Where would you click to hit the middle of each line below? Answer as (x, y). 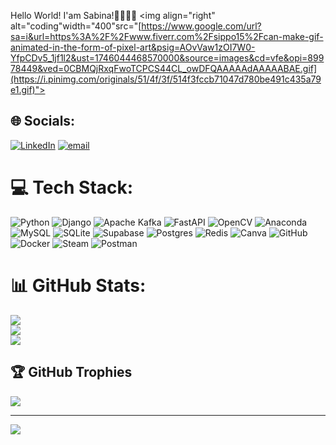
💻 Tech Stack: (72, 187)
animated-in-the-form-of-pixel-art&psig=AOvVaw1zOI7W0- (133, 47)
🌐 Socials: (43, 121)
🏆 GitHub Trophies (71, 372)
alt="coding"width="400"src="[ (76, 26)
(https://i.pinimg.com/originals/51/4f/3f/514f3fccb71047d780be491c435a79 (166, 79)
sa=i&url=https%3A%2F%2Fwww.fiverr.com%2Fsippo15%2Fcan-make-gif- (167, 36)
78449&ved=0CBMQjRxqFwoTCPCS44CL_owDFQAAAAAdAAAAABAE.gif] (164, 68)
